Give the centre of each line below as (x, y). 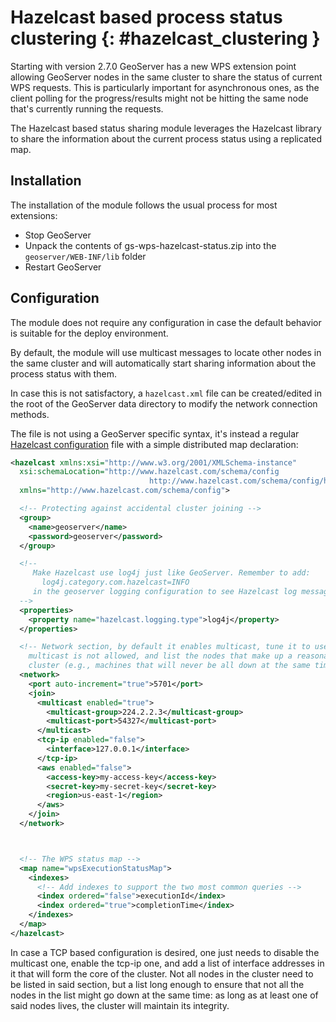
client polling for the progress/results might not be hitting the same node (159, 98)
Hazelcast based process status (146, 17)
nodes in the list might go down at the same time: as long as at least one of (164, 995)
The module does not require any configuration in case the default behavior (166, 322)
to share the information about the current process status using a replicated (166, 138)
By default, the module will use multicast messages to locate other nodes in (166, 352)
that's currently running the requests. (87, 108)
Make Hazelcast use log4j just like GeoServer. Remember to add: (171, 573)
